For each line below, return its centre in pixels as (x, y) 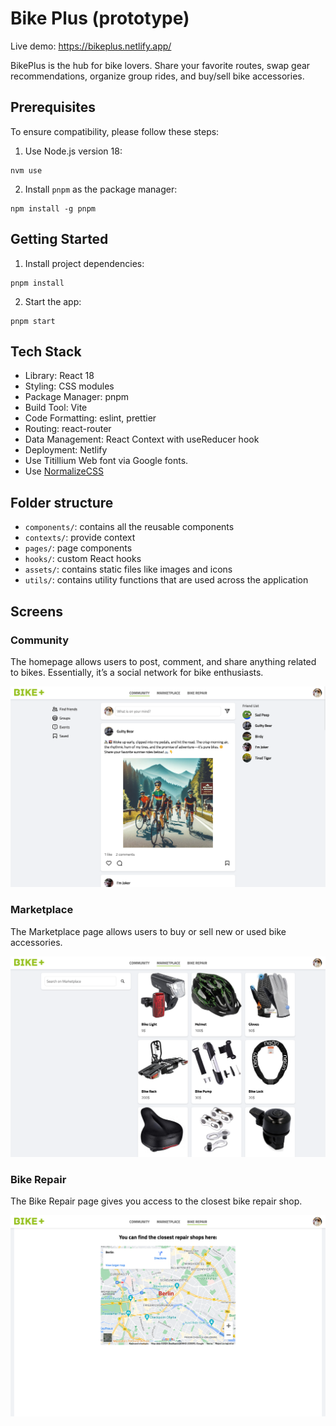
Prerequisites (53, 107)
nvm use (26, 170)
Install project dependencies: (84, 263)
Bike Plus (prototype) (100, 18)
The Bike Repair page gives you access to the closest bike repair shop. (156, 1201)
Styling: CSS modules (69, 386)
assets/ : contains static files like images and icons (128, 569)
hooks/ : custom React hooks (83, 559)
